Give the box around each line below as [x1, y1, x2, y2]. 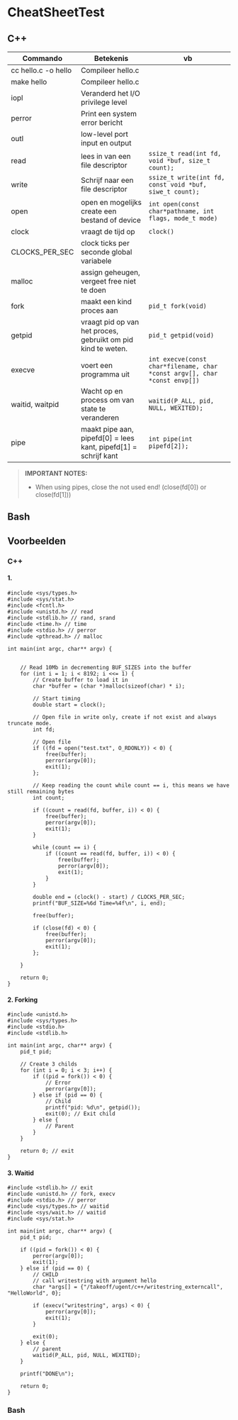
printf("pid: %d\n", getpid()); [45, 1104, 141, 1112]
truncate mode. [7, 720, 52, 727]
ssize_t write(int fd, [148, 174, 225, 181]
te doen [80, 285, 106, 295]
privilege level [80, 97, 127, 107]
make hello [11, 77, 47, 86]
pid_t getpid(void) [148, 331, 215, 339]
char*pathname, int [148, 207, 215, 215]
